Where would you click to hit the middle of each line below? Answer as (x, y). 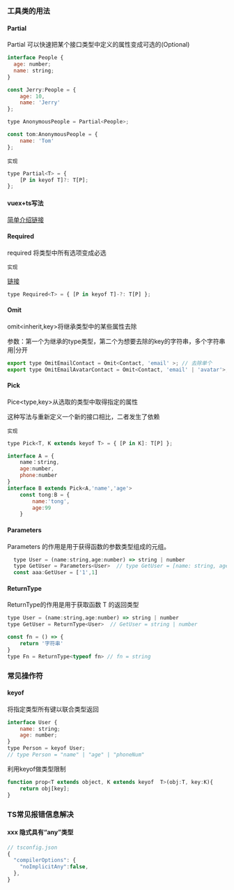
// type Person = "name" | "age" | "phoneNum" (76, 755)
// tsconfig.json (32, 847)
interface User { (32, 722)
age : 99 (42, 508)
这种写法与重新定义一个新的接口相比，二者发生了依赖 (84, 416)
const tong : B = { (45, 495)
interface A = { (31, 456)
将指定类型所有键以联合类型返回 (53, 709)
